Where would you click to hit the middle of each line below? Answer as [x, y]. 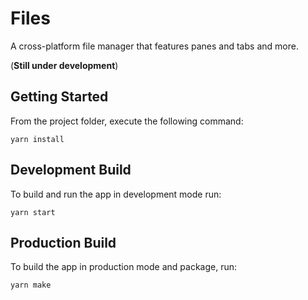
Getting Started [59, 97]
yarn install [37, 139]
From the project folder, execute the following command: [127, 121]
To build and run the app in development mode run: [116, 194]
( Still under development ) [64, 65]
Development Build [71, 170]
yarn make [31, 285]
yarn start [33, 212]
